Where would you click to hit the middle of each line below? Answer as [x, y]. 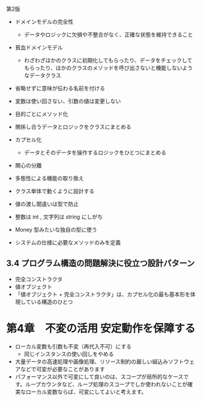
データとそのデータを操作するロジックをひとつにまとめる [95, 152]
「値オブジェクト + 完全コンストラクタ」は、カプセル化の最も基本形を [103, 294]
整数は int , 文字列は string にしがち [59, 217]
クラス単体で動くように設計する [55, 191]
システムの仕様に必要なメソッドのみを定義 [68, 243]
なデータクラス [43, 75]
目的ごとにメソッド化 [41, 114]
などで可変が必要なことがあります [63, 369]
